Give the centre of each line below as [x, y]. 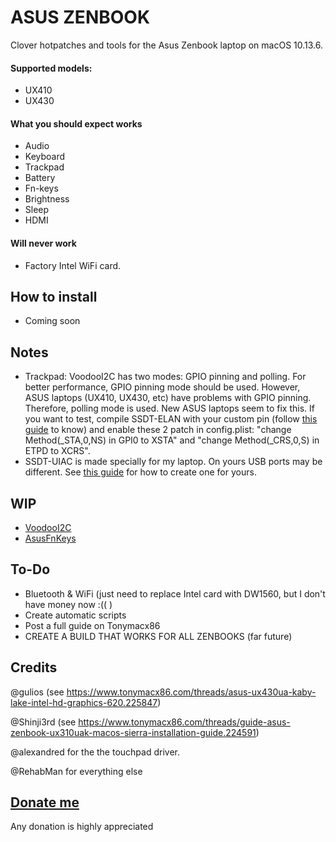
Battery [40, 178]
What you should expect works [76, 123]
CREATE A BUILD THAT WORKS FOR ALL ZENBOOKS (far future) [158, 636]
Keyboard [45, 157]
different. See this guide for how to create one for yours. [140, 472]
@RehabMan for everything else [76, 771]
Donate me [45, 802]
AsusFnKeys [50, 538]
